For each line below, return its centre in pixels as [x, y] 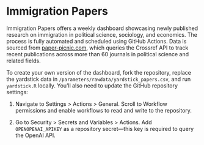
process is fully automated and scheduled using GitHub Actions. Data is [97, 41]
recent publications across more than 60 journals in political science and [98, 54]
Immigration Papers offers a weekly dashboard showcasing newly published [102, 28]
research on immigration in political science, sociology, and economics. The [102, 34]
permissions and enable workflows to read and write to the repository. [104, 110]
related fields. [24, 61]
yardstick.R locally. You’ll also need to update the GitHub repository [92, 85]
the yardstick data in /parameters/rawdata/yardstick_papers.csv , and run [99, 79]
